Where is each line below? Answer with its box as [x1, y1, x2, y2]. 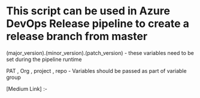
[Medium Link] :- [6, 85, 48, 92]
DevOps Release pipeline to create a [6, 17, 190, 30]
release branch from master [6, 30, 148, 43]
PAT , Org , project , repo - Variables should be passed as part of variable [6, 67, 187, 74]
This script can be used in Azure [6, 4, 171, 18]
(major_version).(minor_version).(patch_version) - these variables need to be [6, 49, 195, 56]
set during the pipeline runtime [6, 56, 82, 63]
